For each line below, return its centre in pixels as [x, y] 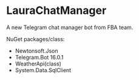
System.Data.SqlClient [43, 70]
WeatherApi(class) [38, 64]
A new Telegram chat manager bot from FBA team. [70, 27]
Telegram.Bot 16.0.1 [39, 57]
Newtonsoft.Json [36, 51]
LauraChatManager [56, 11]
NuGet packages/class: [36, 39]
